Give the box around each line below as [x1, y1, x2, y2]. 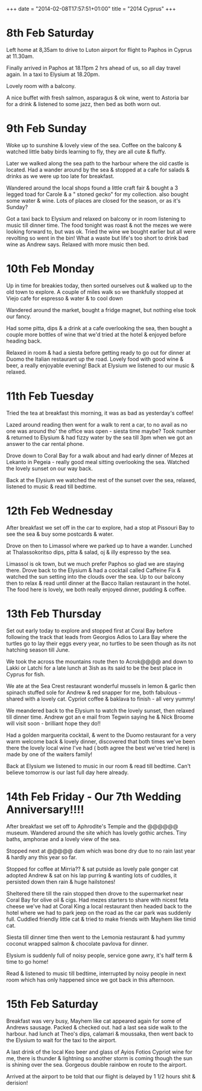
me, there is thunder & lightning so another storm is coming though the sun [6, 1054, 193, 1061]
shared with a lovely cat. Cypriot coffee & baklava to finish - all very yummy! [6, 695, 196, 702]
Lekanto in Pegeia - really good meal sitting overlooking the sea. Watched [6, 458, 190, 465]
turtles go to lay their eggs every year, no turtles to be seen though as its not [6, 640, 197, 647]
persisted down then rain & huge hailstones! [6, 878, 116, 885]
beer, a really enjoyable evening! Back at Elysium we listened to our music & [6, 361, 195, 369]
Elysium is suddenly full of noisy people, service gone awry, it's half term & [6, 952, 193, 959]
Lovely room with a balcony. [6, 82, 77, 89]
